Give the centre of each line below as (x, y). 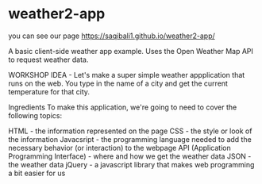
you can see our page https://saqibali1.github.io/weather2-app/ (112, 36)
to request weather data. (48, 59)
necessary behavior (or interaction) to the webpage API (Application (120, 148)
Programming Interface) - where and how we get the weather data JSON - (130, 156)
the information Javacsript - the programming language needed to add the (130, 139)
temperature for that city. (49, 91)
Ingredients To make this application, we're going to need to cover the (123, 107)
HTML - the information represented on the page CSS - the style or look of (130, 131)
